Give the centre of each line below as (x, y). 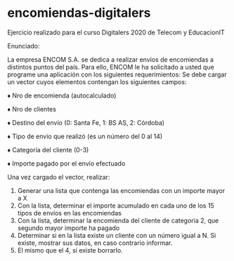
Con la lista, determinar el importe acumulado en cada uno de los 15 (116, 206)
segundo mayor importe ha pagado (69, 228)
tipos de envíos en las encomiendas (69, 213)
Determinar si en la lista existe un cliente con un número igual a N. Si (117, 235)
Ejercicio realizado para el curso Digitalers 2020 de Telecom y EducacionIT (116, 32)
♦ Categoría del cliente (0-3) (48, 149)
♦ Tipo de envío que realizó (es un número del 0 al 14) (85, 136)
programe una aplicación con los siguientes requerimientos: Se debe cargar (117, 74)
